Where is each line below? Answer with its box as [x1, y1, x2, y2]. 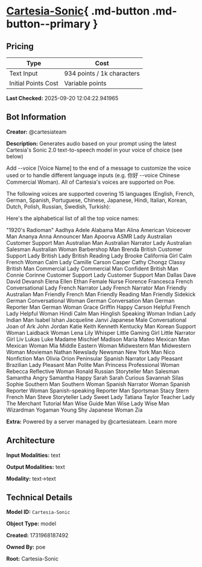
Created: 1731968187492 [6, 532, 69, 539]
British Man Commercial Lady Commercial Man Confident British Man [6, 265, 179, 272]
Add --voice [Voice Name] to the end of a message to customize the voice [6, 164, 191, 172]
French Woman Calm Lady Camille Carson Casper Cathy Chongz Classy [6, 258, 186, 265]
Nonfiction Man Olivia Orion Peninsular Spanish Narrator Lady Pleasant [6, 355, 183, 362]
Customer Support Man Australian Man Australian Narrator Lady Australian [6, 239, 192, 246]
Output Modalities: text [6, 463, 65, 470]
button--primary [6, 17, 91, 31]
